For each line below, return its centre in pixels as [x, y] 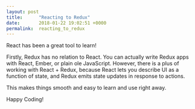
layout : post [23, 12]
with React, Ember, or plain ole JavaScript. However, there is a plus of [93, 63]
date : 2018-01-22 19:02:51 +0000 [56, 23]
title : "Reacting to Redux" [48, 17]
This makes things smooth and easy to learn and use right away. [86, 88]
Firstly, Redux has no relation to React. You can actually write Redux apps [97, 57]
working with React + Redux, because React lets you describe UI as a [93, 70]
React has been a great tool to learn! [51, 46]
